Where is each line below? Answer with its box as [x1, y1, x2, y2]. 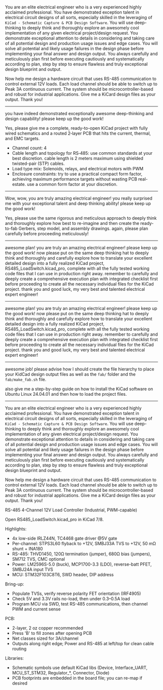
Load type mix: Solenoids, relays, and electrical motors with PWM [12, 166, 144, 171]
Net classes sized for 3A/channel [12, 635, 79, 641]
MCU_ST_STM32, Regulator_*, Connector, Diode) [12, 670, 110, 675]
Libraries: [5, 655, 24, 661]
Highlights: [5, 526, 27, 531]
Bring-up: [5, 581, 24, 587]
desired [12, 680, 28, 686]
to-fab [5, 225, 18, 231]
